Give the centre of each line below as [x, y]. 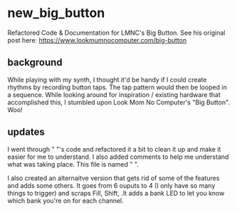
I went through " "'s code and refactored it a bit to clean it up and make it [114, 149]
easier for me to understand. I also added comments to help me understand [118, 157]
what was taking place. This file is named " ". [73, 164]
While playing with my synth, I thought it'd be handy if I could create [107, 79]
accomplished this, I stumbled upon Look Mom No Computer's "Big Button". [118, 102]
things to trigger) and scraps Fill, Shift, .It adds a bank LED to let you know [116, 193]
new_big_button [56, 13]
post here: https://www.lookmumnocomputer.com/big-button [97, 40]
